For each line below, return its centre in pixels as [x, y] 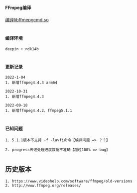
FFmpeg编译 [18, 8]
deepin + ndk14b [22, 49]
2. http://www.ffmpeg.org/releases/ [43, 186]
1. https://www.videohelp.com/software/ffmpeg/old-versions [69, 181]
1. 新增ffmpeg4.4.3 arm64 [31, 83]
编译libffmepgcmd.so [27, 19]
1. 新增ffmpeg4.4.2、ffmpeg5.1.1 [39, 111]
